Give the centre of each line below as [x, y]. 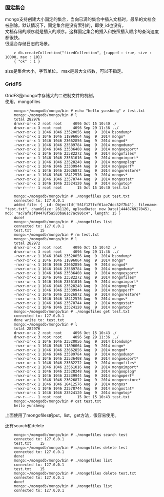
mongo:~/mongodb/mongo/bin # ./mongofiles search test [71, 435]
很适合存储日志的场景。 [29, 44]
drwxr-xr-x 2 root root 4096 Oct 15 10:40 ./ [65, 124]
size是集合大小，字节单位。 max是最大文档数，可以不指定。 [65, 71]
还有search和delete [25, 425]
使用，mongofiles [23, 102]
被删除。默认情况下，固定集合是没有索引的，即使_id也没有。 [66, 25]
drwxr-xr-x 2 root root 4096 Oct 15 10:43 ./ [65, 333]
